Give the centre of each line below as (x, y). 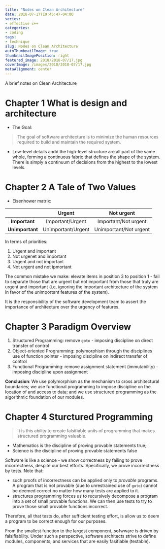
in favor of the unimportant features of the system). (57, 292)
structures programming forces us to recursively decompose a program (85, 496)
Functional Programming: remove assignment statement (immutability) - (85, 366)
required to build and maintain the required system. (69, 142)
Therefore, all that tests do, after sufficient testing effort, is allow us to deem (82, 516)
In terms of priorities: (26, 241)
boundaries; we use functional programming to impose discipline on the (78, 386)
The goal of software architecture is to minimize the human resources (88, 137)
